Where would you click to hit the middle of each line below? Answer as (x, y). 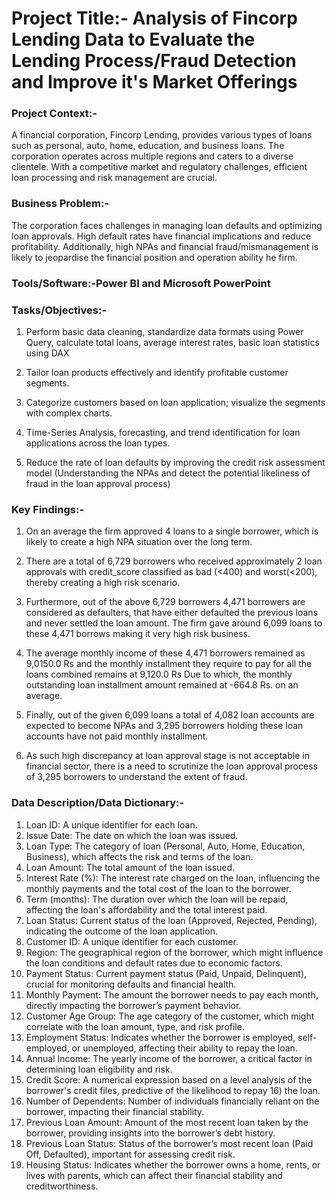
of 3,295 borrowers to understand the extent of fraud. (136, 777)
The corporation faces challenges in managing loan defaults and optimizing (167, 225)
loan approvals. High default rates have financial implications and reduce (161, 236)
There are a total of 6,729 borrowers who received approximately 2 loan (174, 561)
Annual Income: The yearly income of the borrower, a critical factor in (169, 1058)
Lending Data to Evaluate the (133, 39)
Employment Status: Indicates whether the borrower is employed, (160, 1037)
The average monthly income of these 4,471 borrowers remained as (165, 653)
